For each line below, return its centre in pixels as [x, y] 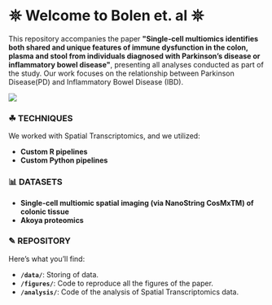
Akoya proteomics [52, 220]
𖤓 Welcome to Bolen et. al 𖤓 [107, 16]
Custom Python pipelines [64, 160]
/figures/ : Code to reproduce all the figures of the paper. [117, 283]
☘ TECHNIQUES [41, 118]
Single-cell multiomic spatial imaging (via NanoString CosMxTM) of [137, 203]
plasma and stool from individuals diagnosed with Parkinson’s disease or [134, 56]
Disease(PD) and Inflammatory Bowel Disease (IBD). [96, 81]
